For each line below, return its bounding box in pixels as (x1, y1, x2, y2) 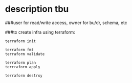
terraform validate (5, 52, 45, 56)
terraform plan (5, 60, 36, 65)
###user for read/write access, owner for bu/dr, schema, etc (5, 20, 127, 26)
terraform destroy (5, 73, 43, 78)
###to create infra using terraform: (5, 29, 76, 35)
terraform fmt (5, 47, 34, 52)
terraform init (5, 38, 36, 44)
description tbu (5, 3, 69, 15)
